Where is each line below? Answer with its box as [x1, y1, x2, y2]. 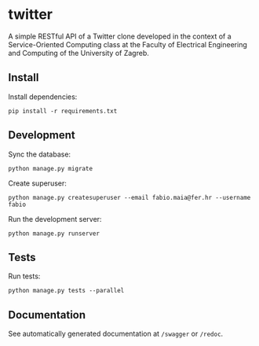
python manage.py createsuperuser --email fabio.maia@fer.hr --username [8, 193, 251, 201]
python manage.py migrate [8, 164, 93, 172]
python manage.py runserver [8, 230, 100, 237]
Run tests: [8, 271, 41, 281]
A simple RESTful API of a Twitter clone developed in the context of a [8, 31, 232, 41]
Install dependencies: [8, 92, 78, 101]
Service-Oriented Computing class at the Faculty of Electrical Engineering [8, 39, 247, 49]
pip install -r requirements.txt [8, 107, 118, 115]
